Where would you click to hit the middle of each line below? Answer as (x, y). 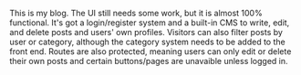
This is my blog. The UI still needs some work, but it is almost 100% (136, 13)
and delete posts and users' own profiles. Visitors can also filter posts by (146, 32)
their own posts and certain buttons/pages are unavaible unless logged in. (149, 61)
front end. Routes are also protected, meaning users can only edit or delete (150, 52)
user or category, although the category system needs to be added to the (147, 42)
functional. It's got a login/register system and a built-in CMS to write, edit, (150, 23)
